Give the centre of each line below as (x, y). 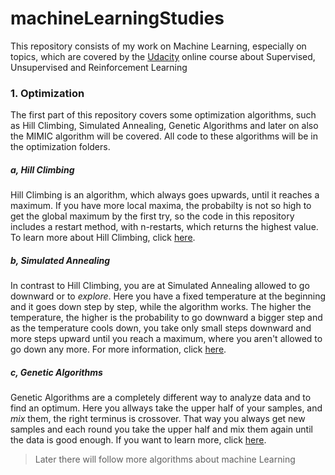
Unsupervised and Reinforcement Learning (99, 67)
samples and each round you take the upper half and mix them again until (161, 429)
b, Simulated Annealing (60, 260)
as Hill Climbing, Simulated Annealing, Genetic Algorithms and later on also (164, 126)
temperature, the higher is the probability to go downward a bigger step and (166, 318)
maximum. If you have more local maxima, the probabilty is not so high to (161, 206)
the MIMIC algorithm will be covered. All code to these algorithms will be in (164, 136)
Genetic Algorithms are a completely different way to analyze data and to (161, 398)
